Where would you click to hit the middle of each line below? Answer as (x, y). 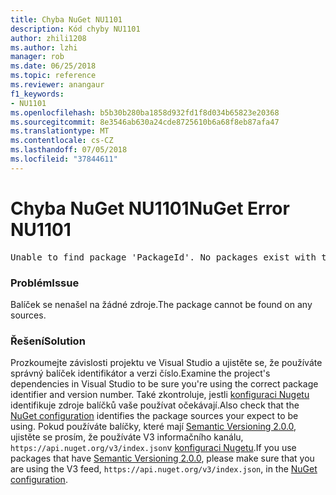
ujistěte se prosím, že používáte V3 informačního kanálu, (127, 437)
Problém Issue (45, 283)
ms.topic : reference (53, 76)
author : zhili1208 (48, 38)
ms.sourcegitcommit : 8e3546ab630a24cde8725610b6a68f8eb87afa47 (145, 122)
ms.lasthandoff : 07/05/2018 (69, 150)
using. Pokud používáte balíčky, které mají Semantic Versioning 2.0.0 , (153, 427)
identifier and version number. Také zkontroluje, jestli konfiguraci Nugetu (160, 395)
